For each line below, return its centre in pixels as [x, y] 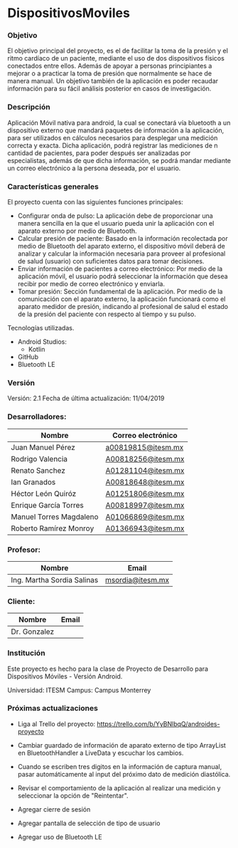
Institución [26, 653]
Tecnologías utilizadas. [41, 328]
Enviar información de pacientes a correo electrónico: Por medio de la [120, 269]
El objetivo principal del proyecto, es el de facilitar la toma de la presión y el [118, 51]
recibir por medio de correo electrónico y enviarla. [91, 284]
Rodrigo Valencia [39, 459]
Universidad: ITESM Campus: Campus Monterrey [79, 690]
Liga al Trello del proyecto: [56, 723]
